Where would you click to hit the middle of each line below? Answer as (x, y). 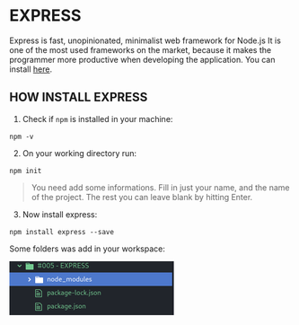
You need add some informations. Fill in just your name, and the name (160, 187)
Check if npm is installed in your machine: (97, 119)
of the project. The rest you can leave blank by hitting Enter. (142, 197)
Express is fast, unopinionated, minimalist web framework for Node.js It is (145, 40)
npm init (26, 171)
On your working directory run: (79, 153)
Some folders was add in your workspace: (88, 249)
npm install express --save (62, 232)
